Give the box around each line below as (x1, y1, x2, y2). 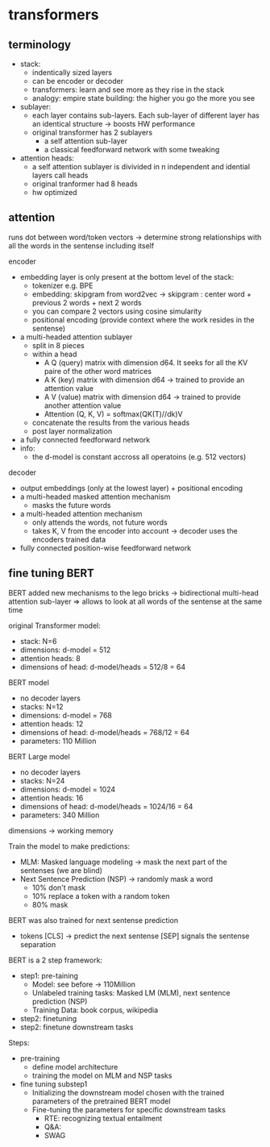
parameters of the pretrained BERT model (31, 1096, 171, 1106)
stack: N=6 (19, 636, 57, 646)
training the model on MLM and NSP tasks (31, 1070, 172, 1080)
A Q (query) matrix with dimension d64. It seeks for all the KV (44, 357, 248, 368)
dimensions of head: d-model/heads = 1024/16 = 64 (19, 801, 193, 811)
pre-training (19, 1053, 60, 1063)
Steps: (8, 1037, 30, 1047)
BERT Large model (8, 751, 70, 761)
